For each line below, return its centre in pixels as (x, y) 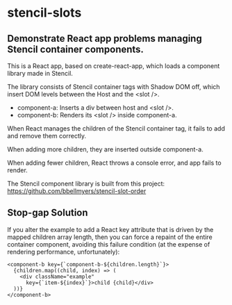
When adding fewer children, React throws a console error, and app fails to (114, 163)
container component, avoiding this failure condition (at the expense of (109, 244)
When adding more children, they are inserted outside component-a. (105, 149)
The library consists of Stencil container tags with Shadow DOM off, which (114, 87)
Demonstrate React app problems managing (105, 39)
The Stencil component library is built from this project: (86, 183)
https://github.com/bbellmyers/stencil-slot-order (77, 191)
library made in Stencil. (40, 73)
